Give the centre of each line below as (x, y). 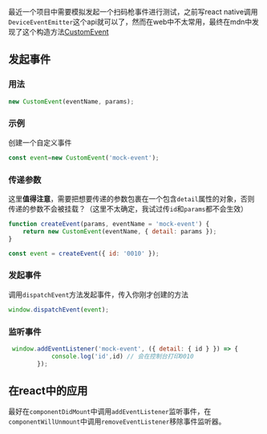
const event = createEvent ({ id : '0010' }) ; (84, 254)
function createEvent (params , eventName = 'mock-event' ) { (109, 224)
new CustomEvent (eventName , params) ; (71, 101)
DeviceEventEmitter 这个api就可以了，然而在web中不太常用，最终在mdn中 (130, 22)
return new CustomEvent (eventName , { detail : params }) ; (120, 231)
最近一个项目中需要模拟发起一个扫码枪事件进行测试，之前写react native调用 (133, 12)
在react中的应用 (48, 391)
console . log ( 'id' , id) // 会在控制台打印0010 (122, 356)
